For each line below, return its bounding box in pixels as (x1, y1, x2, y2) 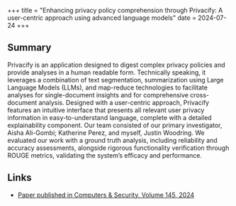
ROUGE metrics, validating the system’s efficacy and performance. (7, 151, 202, 159)
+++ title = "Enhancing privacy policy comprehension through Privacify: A (7, 6, 223, 14)
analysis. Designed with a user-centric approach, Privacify (38, 98, 210, 107)
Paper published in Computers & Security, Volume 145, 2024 (17, 190, 195, 199)
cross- (190, 90, 210, 99)
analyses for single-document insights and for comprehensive (7, 90, 189, 99)
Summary (7, 42, 52, 54)
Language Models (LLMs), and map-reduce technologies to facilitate (7, 83, 208, 92)
